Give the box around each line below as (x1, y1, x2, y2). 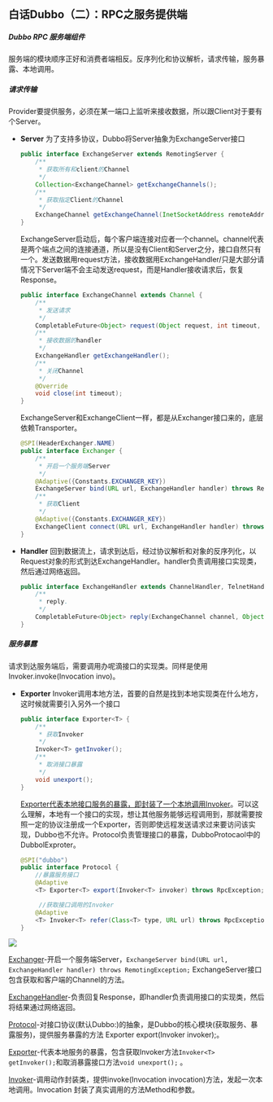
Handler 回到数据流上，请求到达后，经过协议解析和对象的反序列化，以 (19, 546, 257, 555)
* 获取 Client (38, 500, 80, 508)
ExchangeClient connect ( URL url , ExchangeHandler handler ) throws (35, 522, 265, 531)
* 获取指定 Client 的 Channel (38, 195, 124, 204)
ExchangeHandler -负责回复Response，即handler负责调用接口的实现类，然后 (8, 992, 265, 1002)
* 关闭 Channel (38, 367, 84, 375)
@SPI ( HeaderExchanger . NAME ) (19, 439, 115, 448)
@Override (35, 382, 68, 390)
